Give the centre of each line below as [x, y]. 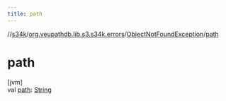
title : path [25, 14]
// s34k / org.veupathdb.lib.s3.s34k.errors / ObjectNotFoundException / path [113, 34]
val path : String [29, 90]
